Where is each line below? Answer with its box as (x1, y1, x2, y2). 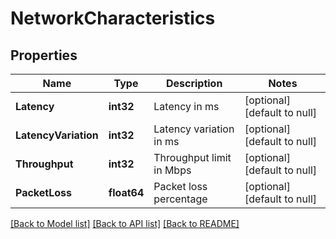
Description (165, 77, 223, 90)
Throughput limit (153, 151, 232, 164)
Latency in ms (153, 100, 220, 113)
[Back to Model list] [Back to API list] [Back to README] (10, 218, 240, 229)
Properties (10, 47, 78, 64)
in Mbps (153, 163, 192, 177)
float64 (108, 186, 145, 199)
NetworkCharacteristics (10, 7, 216, 30)
